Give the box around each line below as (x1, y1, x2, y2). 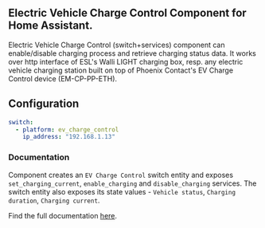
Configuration (8, 97, 80, 111)
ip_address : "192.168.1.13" (22, 133, 115, 141)
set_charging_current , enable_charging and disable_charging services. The (8, 179, 257, 188)
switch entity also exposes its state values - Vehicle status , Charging (8, 187, 236, 196)
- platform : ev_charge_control (15, 125, 119, 134)
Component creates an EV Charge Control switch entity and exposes (8, 170, 233, 179)
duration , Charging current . (8, 195, 100, 205)
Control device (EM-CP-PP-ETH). (8, 73, 118, 83)
